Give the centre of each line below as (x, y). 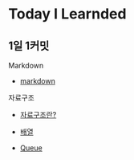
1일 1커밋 (29, 45)
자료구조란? (38, 115)
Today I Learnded (67, 14)
